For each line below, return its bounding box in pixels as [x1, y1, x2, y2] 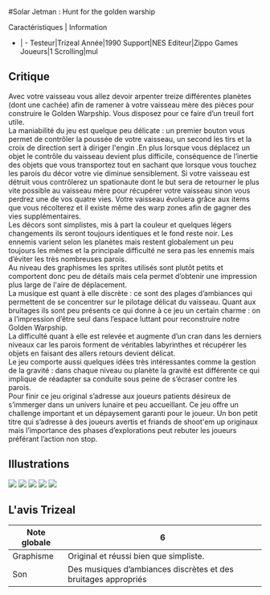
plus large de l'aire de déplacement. [8, 280, 127, 289]
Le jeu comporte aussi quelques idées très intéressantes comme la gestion [8, 356, 256, 366]
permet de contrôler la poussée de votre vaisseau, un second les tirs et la [8, 134, 252, 144]
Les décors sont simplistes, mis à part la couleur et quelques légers [8, 219, 232, 229]
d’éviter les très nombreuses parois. [8, 254, 127, 264]
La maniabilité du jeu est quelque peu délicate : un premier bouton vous [8, 125, 245, 135]
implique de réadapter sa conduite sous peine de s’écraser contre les [8, 374, 238, 384]
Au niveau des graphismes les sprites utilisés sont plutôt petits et [8, 262, 223, 273]
